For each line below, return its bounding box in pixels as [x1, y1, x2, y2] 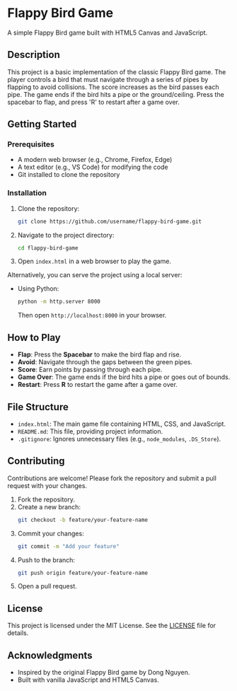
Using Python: [17, 284, 59, 293]
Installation [7, 188, 47, 198]
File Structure [7, 401, 69, 413]
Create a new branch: [17, 502, 81, 511]
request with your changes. [7, 481, 87, 489]
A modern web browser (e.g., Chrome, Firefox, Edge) [17, 156, 173, 164]
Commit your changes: [17, 529, 84, 538]
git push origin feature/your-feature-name [17, 569, 149, 576]
